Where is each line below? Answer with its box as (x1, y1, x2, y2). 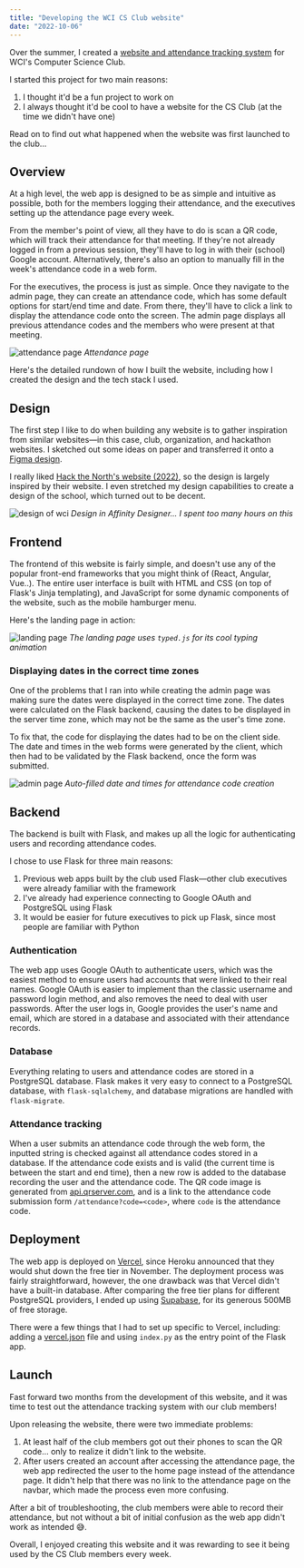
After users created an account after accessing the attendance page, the (22, 1455, 295, 1466)
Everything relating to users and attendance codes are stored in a (9, 1065, 254, 1076)
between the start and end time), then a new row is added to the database (9, 1167, 287, 1178)
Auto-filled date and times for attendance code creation (64, 778, 275, 789)
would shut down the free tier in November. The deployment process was (9, 1265, 284, 1276)
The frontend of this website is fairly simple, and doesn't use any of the (9, 558, 277, 569)
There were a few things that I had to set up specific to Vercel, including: (9, 1321, 281, 1332)
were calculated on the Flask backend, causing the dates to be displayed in (9, 704, 291, 715)
